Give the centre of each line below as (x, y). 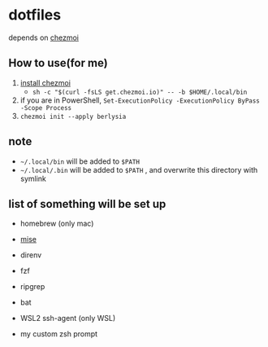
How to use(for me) (58, 63)
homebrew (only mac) (57, 224)
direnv (31, 255)
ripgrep (32, 287)
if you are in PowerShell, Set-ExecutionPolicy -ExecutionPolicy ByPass (140, 100)
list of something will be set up (87, 204)
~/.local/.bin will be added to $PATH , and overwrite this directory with (139, 169)
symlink (33, 178)
